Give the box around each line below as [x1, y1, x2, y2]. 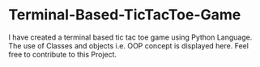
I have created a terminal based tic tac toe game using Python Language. [8, 32, 253, 42]
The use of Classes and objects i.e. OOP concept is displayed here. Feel [8, 40, 249, 50]
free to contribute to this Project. [8, 49, 117, 59]
